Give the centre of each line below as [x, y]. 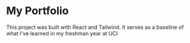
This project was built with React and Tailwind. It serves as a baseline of [95, 27]
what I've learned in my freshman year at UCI [62, 33]
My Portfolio [37, 11]
